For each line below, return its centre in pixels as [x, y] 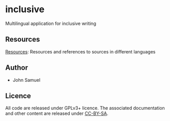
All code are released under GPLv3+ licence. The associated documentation [85, 108]
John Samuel [26, 80]
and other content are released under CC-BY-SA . [57, 113]
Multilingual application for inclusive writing [51, 23]
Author [17, 68]
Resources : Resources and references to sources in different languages [80, 51]
